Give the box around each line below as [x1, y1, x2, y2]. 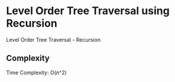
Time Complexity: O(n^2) [6, 69, 67, 76]
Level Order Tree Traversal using [6, 4, 170, 18]
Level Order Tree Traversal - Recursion [6, 36, 101, 43]
